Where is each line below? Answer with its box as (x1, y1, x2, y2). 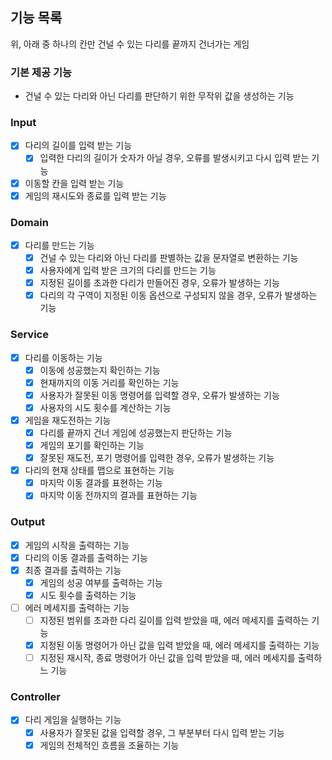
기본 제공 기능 (10, 65, 73, 79)
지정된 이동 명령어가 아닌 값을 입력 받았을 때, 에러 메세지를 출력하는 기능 (39, 639, 320, 652)
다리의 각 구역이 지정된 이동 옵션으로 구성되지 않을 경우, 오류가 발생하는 (39, 289, 318, 302)
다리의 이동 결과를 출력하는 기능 (24, 551, 148, 563)
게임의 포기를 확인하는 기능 (39, 439, 145, 451)
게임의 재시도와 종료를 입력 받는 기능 (24, 189, 167, 202)
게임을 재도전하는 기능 (24, 414, 112, 426)
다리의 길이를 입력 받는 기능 (24, 139, 133, 152)
